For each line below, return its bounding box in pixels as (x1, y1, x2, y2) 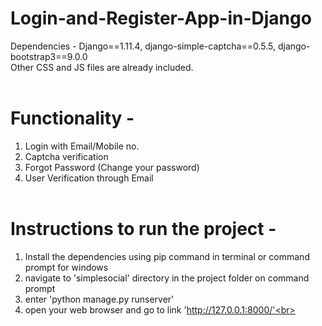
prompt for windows (24, 261, 109, 273)
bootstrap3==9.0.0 (10, 50, 88, 62)
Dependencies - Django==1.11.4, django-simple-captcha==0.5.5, (10, 40, 276, 52)
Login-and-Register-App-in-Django (10, 7, 312, 30)
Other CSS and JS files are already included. (10, 61, 194, 73)
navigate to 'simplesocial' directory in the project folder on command (24, 272, 310, 284)
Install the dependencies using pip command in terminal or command (24, 250, 310, 262)
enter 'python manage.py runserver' (24, 293, 175, 305)
